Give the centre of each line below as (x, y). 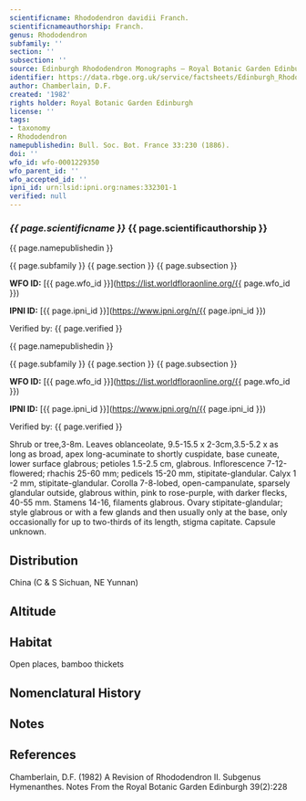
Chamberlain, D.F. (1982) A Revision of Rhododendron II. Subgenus (135, 776)
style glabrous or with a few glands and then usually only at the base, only (148, 512)
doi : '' (24, 153)
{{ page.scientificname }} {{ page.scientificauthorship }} (138, 227)
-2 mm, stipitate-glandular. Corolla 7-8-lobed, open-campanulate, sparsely (150, 483)
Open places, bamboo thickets (67, 664)
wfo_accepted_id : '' (49, 179)
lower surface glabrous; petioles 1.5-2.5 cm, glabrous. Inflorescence (138, 464)
